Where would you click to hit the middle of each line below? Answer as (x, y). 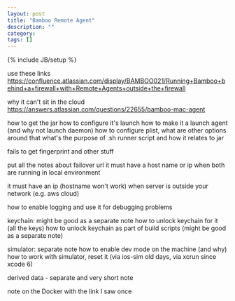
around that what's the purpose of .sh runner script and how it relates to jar (115, 138)
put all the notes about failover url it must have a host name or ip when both (116, 165)
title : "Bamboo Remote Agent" (51, 20)
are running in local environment (54, 173)
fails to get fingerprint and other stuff (60, 152)
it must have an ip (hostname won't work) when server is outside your (108, 186)
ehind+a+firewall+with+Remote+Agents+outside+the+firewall (97, 88)
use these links (29, 74)
